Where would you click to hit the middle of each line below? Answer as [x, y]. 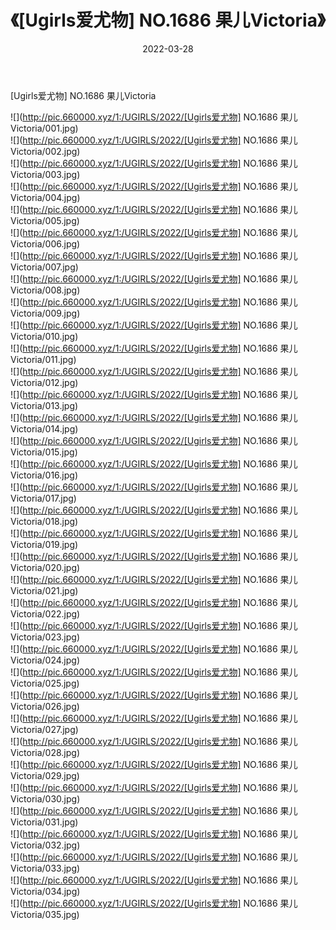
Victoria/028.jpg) [45, 752]
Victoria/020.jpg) [45, 567]
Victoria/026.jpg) [45, 706]
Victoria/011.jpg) [43, 359]
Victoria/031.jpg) [44, 822]
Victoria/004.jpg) [45, 197]
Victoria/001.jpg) [44, 128]
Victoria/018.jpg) [44, 521]
